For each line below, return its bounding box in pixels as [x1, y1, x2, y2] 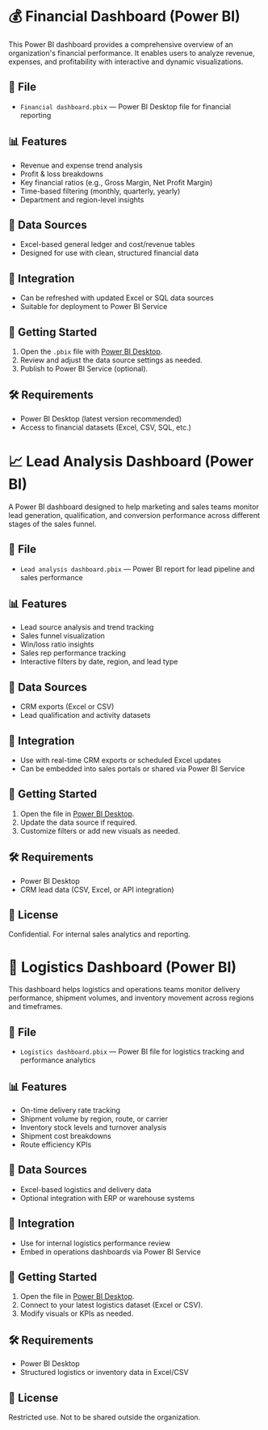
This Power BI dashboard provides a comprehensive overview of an [8, 39, 234, 49]
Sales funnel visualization [19, 631, 105, 641]
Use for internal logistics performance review [19, 1238, 171, 1248]
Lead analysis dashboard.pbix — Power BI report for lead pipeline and [19, 564, 255, 574]
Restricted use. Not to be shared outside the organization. [8, 1412, 201, 1422]
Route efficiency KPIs [19, 1139, 92, 1149]
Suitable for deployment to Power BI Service [19, 302, 168, 312]
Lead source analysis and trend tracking [19, 622, 154, 632]
